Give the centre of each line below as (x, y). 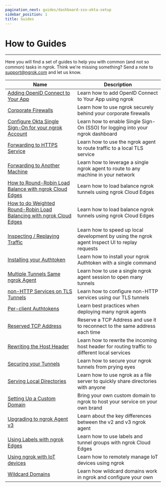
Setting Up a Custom (32, 399)
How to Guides (36, 43)
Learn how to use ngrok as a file (114, 375)
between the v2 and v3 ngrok (112, 422)
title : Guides (20, 19)
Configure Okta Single (33, 122)
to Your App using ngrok (105, 99)
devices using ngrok (101, 463)
